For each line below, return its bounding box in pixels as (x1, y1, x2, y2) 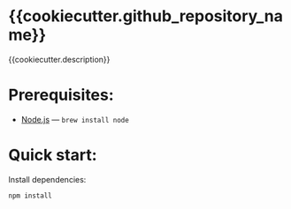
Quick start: (8, 146, 98, 165)
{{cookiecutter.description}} (8, 54, 111, 64)
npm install (8, 191, 52, 200)
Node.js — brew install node (20, 114, 129, 124)
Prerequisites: (8, 86, 114, 105)
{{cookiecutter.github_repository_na (8, 6, 284, 26)
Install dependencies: (8, 174, 87, 184)
